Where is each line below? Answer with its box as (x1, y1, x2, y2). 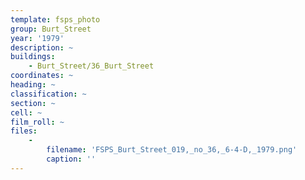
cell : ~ (10, 107, 43, 118)
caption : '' (46, 154, 97, 164)
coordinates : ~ (10, 71, 74, 81)
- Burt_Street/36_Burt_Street (28, 61, 155, 71)
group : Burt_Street (10, 24, 92, 34)
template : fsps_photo (10, 14, 101, 25)
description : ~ (10, 42, 74, 53)
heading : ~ (10, 80, 56, 90)
